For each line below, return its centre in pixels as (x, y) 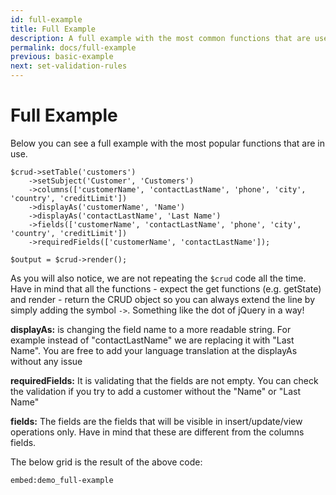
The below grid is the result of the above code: (106, 462)
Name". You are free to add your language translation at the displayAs (154, 350)
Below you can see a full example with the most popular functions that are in (168, 143)
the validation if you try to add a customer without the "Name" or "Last (155, 391)
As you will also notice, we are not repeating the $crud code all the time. (158, 278)
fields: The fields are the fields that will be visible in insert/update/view (156, 421)
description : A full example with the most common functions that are (160, 38)
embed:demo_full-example (62, 480)
